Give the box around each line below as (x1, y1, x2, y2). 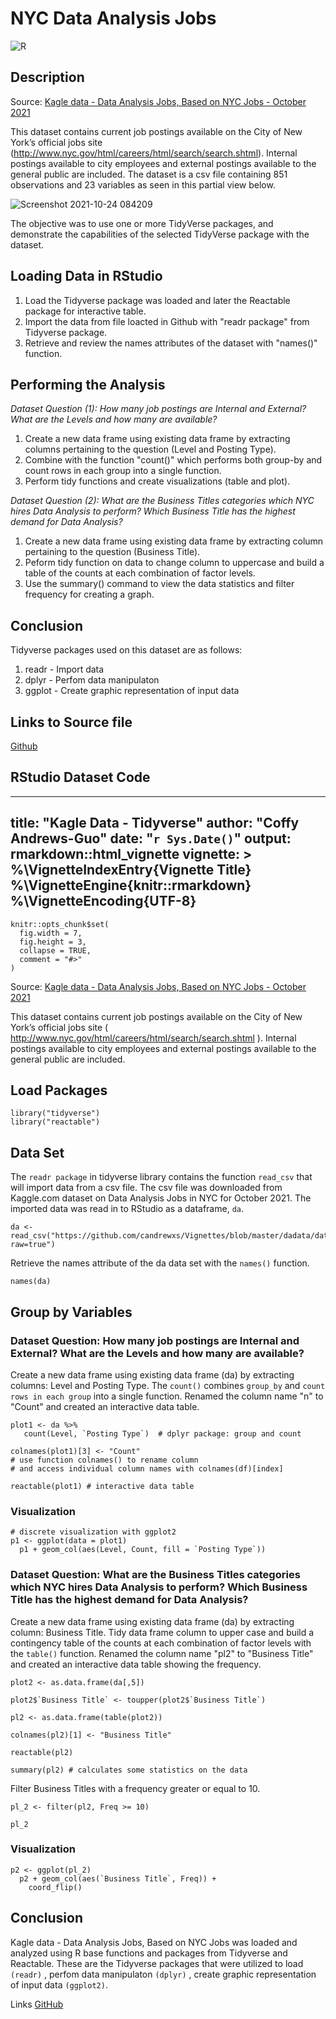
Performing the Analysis (10, 376, 166, 393)
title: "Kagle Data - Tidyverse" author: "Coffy (10, 815, 300, 832)
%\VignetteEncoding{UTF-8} (10, 893, 197, 910)
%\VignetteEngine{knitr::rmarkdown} (10, 877, 252, 894)
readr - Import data (24, 663, 105, 676)
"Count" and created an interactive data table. (10, 1400, 200, 1412)
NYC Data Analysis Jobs (10, 7, 217, 30)
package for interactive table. (24, 305, 147, 317)
